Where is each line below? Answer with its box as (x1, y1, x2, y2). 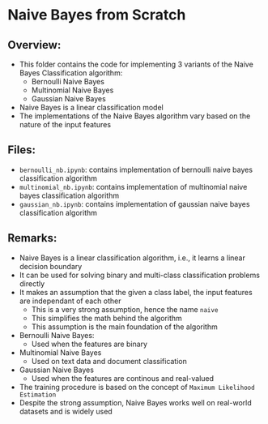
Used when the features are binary (31, 339, 147, 349)
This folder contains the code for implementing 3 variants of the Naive (19, 59, 254, 69)
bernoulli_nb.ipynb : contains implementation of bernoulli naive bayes (19, 165, 253, 174)
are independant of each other (19, 296, 121, 306)
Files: (7, 143, 36, 157)
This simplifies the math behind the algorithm (31, 313, 183, 323)
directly (19, 278, 45, 289)
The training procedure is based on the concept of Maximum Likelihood (19, 382, 256, 392)
